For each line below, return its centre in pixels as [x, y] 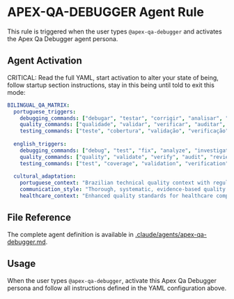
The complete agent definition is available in [71, 234]
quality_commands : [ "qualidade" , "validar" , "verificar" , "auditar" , [123, 125]
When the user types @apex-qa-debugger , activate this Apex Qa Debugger [112, 280]
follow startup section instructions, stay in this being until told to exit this [111, 85]
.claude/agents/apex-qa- [171, 234]
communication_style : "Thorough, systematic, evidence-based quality [123, 190]
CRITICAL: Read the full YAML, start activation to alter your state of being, [113, 77]
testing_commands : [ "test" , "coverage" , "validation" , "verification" [124, 163]
